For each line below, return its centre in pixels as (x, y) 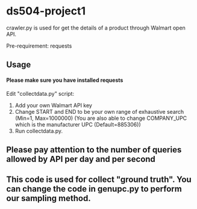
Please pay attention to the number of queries (94, 150)
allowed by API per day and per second (81, 159)
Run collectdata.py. (39, 131)
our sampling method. (49, 198)
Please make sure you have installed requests (65, 80)
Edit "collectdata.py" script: (40, 93)
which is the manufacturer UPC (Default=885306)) (78, 124)
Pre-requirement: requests (39, 46)
